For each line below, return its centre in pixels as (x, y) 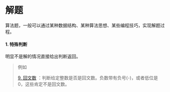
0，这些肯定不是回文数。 (44, 84)
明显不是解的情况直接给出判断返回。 (43, 57)
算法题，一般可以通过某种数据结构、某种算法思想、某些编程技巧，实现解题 (83, 25)
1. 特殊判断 (16, 44)
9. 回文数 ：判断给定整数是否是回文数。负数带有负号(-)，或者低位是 (88, 78)
